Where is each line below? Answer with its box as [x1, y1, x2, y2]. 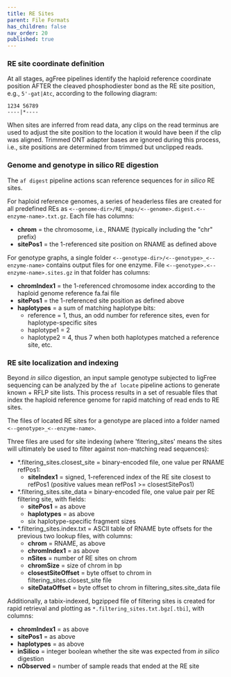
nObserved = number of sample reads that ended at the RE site [17, 662, 200, 670]
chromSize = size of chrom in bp [27, 561, 123, 569]
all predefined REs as [7, 204, 68, 212]
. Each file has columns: [66, 212, 135, 220]
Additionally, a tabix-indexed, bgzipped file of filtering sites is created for [7, 597, 216, 606]
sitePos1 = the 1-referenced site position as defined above [17, 296, 185, 305]
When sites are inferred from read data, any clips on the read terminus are [7, 121, 219, 129]
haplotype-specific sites [27, 318, 97, 327]
